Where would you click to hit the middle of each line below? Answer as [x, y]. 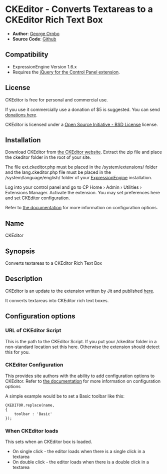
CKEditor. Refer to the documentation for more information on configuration [83, 381]
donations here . [21, 115]
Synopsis [20, 251]
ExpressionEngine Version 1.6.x [44, 66]
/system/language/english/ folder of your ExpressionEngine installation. [79, 178]
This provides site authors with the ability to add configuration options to [80, 376]
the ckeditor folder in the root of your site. [48, 157]
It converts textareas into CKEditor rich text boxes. [57, 300]
